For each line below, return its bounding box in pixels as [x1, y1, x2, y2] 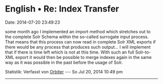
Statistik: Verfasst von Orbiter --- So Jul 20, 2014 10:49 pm [5, 69, 123, 74]
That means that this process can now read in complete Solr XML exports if [5, 39, 156, 44]
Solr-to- [135, 49, 151, 55]
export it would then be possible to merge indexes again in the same [15, 54, 152, 60]
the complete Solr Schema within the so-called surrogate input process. [5, 34, 149, 40]
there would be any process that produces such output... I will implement [5, 44, 151, 50]
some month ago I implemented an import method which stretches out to [5, 28, 151, 34]
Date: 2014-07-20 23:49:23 [5, 19, 61, 25]
